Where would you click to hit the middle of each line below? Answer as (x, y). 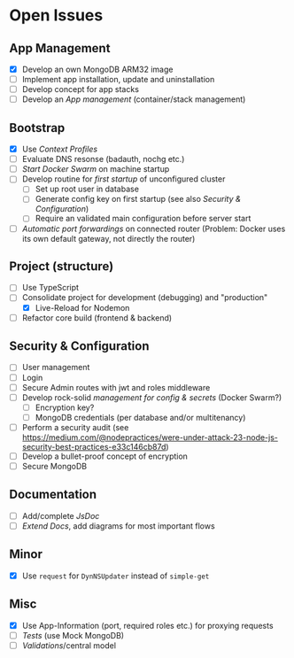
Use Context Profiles (60, 149)
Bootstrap (37, 128)
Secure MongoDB (54, 466)
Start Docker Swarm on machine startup (96, 169)
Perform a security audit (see (75, 427)
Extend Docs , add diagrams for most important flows (118, 526)
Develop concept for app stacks (81, 89)
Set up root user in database (87, 189)
